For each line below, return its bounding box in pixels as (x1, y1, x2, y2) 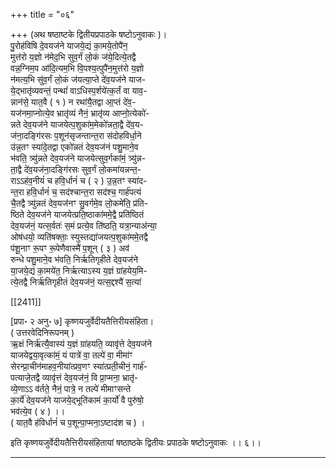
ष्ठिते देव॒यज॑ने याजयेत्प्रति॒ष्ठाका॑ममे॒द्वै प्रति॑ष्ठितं (10, 209, 145, 220)
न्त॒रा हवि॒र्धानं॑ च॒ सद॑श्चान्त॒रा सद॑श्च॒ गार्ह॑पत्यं (10, 186, 142, 198)
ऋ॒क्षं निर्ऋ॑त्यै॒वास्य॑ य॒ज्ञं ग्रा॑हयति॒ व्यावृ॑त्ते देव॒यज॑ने (10, 338, 152, 349)
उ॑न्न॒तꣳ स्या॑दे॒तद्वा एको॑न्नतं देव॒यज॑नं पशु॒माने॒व (10, 141, 139, 153)
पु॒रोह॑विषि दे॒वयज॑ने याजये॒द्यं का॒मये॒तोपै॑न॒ (10, 40, 128, 51)
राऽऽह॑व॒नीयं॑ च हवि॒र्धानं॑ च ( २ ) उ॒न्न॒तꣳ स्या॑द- (10, 175, 148, 186)
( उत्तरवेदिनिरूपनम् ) (10, 327, 75, 338)
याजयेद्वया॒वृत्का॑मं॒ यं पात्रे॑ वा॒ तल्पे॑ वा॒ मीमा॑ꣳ (10, 349, 133, 361)
